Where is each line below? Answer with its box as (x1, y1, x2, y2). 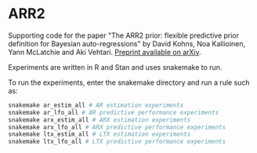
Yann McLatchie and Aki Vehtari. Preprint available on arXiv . (8, 47, 201, 56)
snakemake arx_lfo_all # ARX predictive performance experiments (8, 123, 226, 131)
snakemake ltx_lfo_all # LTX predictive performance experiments (8, 138, 226, 146)
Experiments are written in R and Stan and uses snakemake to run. (8, 62, 223, 71)
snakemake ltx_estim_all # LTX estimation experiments (8, 130, 191, 138)
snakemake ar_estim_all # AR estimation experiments (8, 101, 184, 109)
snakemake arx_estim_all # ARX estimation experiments (8, 115, 191, 124)
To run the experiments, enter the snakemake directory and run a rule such (8, 78, 250, 87)
